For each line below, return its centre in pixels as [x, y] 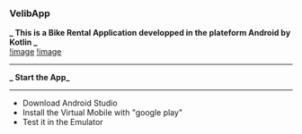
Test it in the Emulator [62, 122]
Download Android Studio [70, 103]
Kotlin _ [23, 42]
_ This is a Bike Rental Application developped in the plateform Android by [150, 33]
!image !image [36, 52]
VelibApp [30, 13]
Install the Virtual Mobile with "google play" [102, 113]
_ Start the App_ [40, 78]
